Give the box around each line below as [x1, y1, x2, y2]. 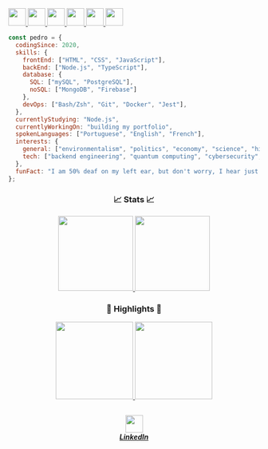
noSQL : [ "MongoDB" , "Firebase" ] [29, 85, 137, 94]
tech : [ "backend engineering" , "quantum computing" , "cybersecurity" [22, 153, 259, 161]
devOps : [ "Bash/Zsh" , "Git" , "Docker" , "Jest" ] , [22, 100, 187, 109]
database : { [22, 71, 62, 79]
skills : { [15, 48, 48, 57]
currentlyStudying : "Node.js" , [15, 115, 120, 123]
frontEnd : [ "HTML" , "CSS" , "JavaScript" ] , [22, 56, 166, 64]
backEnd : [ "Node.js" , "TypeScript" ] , [22, 63, 148, 71]
